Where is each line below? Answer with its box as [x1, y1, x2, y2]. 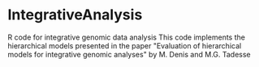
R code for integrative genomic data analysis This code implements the [7, 32, 245, 42]
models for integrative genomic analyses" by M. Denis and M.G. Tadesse [7, 49, 251, 59]
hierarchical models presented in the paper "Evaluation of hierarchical [7, 40, 242, 50]
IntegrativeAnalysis [7, 6, 143, 24]
